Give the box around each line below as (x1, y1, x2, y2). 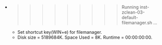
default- (121, 15, 139, 20)
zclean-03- (121, 9, 145, 15)
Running (121, 4, 139, 10)
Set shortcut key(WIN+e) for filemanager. (17, 29, 102, 35)
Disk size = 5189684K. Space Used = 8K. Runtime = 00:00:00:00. (17, 34, 153, 40)
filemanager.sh (121, 20, 153, 25)
